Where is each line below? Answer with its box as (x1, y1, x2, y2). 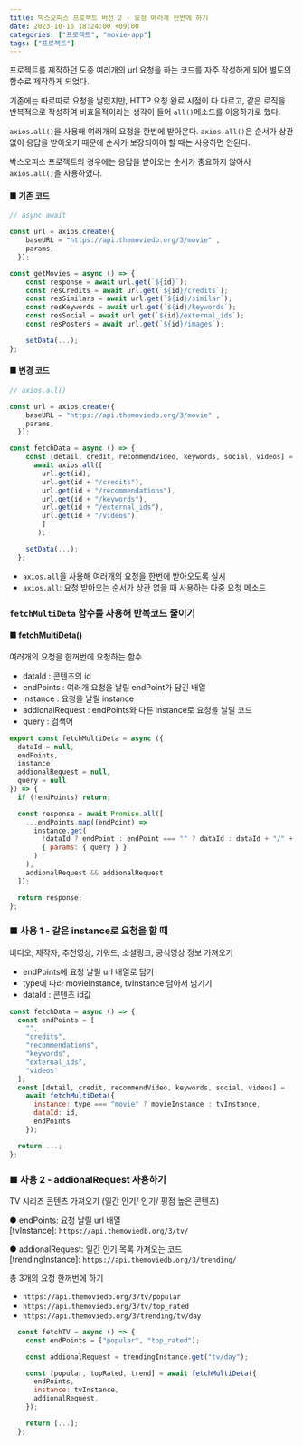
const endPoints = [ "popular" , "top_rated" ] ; (25, 1335, 201, 1345)
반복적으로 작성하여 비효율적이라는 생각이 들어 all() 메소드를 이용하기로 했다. (9, 106, 281, 118)
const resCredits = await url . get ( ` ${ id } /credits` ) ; (25, 286, 229, 295)
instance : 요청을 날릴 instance (22, 693, 134, 704)
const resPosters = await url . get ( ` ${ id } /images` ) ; (25, 319, 224, 329)
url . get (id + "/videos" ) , (42, 512, 140, 521)
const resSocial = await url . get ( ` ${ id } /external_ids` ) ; (25, 311, 245, 320)
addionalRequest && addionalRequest (25, 868, 165, 877)
